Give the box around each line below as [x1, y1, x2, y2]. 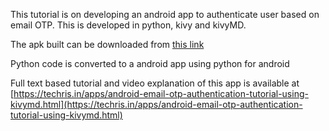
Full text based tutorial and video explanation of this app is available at [10, 77, 300, 89]
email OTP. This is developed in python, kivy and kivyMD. [10, 19, 247, 31]
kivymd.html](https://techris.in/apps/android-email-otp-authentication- [10, 99, 303, 110]
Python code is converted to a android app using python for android [10, 58, 290, 69]
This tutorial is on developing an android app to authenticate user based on [10, 9, 320, 20]
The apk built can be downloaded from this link [10, 39, 205, 50]
